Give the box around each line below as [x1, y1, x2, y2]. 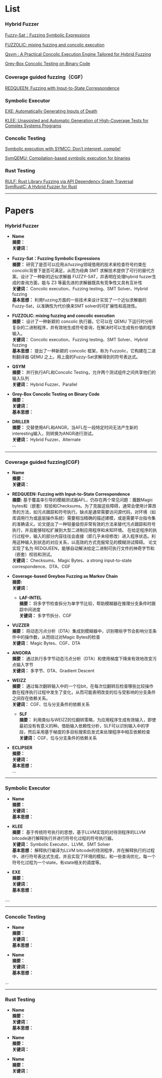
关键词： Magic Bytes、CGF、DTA [12, 640, 81, 646]
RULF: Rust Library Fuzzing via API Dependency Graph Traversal [5, 178, 134, 184]
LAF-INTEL [19, 595, 42, 601]
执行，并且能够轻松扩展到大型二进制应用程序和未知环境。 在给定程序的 [12, 527, 153, 533]
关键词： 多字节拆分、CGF [19, 613, 72, 618]
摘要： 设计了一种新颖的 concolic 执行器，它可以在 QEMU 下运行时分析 [12, 318, 153, 324]
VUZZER [12, 622, 30, 628]
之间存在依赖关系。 [12, 696, 51, 701]
